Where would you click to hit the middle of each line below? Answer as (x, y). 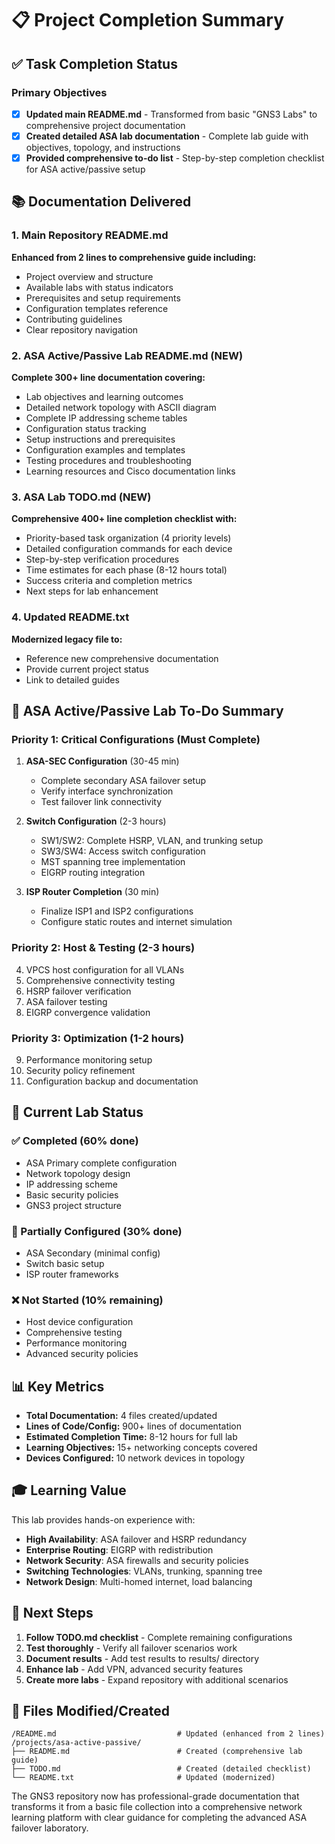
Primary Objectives (59, 92)
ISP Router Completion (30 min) (92, 892)
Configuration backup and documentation (112, 1081)
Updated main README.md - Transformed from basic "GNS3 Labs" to (171, 114)
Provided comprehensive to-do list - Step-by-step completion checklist (175, 158)
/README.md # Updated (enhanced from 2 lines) (168, 1734)
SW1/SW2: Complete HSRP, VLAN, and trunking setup (152, 841)
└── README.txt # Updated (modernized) (143, 1778)
